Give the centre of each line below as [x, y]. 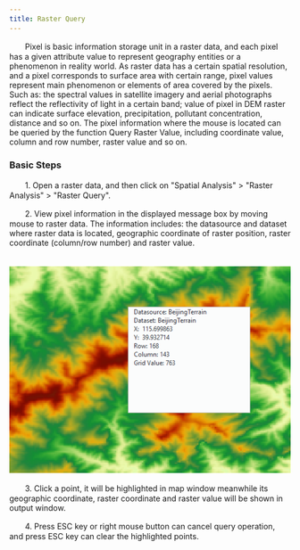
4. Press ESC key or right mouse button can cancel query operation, [150, 526]
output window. [37, 507]
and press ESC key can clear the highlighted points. [104, 536]
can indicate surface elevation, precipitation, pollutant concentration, [136, 113]
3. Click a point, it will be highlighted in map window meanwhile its [146, 488]
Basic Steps [36, 165]
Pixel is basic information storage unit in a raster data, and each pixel [151, 46]
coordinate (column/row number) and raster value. [102, 242]
